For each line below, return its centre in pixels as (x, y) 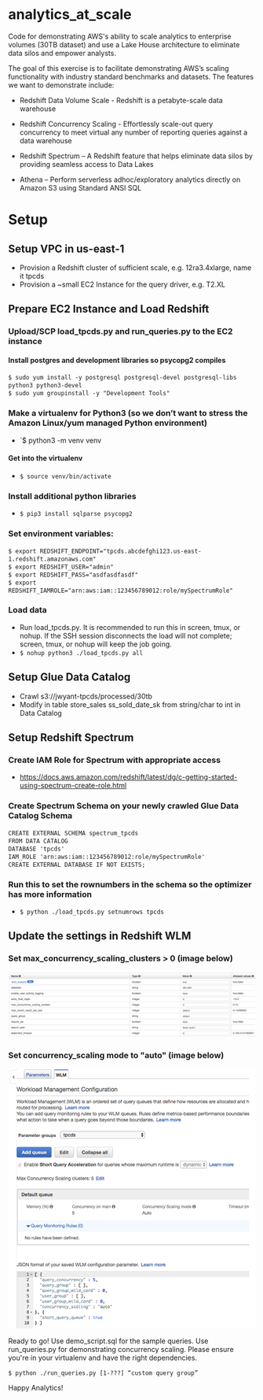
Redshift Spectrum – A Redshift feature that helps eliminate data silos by (136, 156)
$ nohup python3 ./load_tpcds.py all (81, 653)
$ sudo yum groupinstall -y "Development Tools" (89, 394)
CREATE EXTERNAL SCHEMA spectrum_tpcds (73, 833)
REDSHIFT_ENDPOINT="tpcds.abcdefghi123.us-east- (121, 551)
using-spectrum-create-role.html (73, 786)
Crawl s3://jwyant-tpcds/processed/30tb (86, 696)
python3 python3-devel (45, 386)
